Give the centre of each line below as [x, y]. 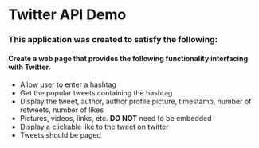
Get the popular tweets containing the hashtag [96, 93]
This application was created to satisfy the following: [113, 40]
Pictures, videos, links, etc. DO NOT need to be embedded [116, 119]
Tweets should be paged [61, 135]
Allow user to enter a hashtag [68, 84]
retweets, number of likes [62, 110]
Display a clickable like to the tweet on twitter [94, 127]
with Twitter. [29, 67]
